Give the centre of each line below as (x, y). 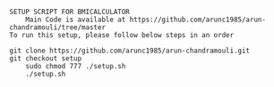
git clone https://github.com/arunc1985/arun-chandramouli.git (130, 51)
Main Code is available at (76, 20)
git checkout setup (46, 59)
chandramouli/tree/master (57, 28)
